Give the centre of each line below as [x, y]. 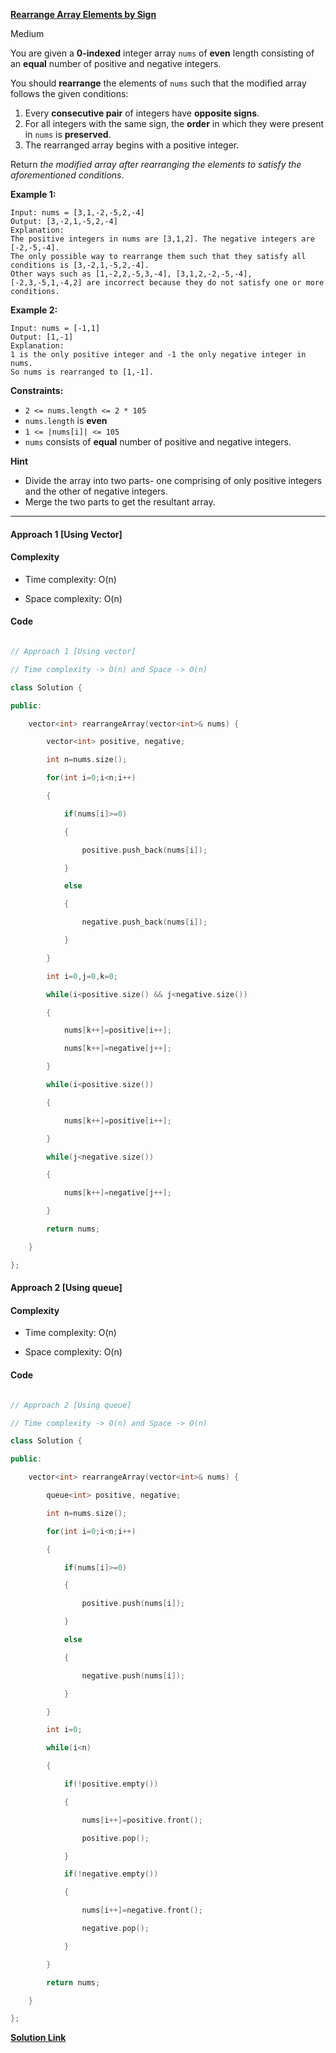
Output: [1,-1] [42, 337]
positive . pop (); [115, 1838]
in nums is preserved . [68, 134]
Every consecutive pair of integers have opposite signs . [142, 113]
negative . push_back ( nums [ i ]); [144, 922]
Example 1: [33, 194]
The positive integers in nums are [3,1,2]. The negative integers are [162, 239]
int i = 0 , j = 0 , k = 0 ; [82, 976]
